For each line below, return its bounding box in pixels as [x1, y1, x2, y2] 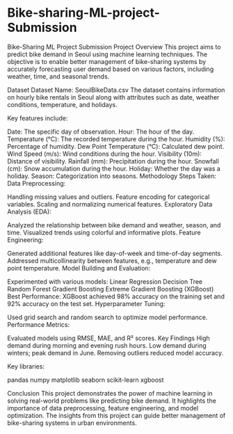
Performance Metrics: [7, 320, 70, 328]
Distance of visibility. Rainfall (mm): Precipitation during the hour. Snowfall [7, 156, 219, 165]
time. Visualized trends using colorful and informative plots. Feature [7, 228, 202, 236]
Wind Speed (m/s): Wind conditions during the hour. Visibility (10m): [7, 150, 202, 158]
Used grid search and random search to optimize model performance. [7, 313, 208, 321]
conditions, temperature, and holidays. [7, 100, 118, 108]
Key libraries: [7, 362, 45, 370]
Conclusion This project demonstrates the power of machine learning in [7, 389, 213, 397]
